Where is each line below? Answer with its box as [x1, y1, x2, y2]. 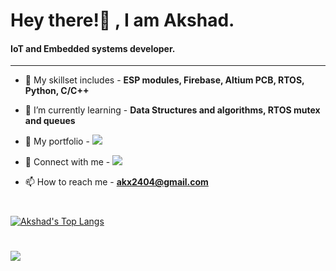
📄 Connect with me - [24, 156, 111, 168]
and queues [24, 115, 76, 127]
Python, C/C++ [24, 85, 90, 97]
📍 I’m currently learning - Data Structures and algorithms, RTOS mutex [24, 104, 321, 116]
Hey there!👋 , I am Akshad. [10, 9, 235, 32]
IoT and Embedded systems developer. [10, 42, 176, 54]
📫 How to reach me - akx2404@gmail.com [24, 176, 209, 188]
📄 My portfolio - [24, 135, 90, 148]
